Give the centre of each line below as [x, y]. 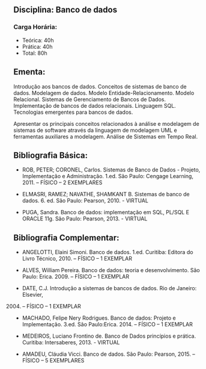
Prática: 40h [37, 46]
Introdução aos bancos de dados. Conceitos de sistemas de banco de [100, 86]
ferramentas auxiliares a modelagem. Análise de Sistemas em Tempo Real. [106, 136]
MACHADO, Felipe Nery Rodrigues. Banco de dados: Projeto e [99, 318]
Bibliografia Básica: [51, 155]
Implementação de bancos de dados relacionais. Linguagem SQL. [95, 105]
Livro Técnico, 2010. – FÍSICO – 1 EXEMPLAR [77, 259]
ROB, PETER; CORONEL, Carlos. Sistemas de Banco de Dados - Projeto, [111, 170]
